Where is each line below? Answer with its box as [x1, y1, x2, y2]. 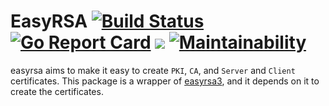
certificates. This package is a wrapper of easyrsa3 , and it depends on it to [10, 75, 320, 87]
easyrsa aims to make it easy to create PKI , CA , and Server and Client [10, 64, 296, 76]
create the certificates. [10, 85, 104, 97]
